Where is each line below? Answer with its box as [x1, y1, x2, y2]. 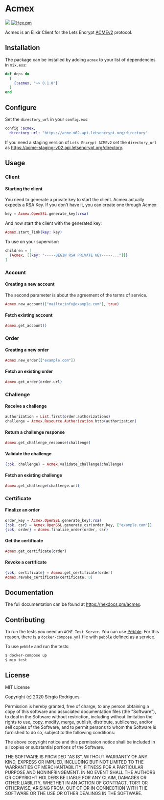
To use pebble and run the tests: [5, 644, 70, 650]
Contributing [5, 616, 45, 624]
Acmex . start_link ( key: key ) [5, 230, 63, 235]
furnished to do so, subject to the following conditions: [5, 729, 115, 735]
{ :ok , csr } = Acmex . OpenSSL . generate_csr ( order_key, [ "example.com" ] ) [5, 522, 152, 528]
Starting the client [5, 185, 43, 192]
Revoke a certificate [5, 559, 47, 565]
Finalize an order [5, 507, 40, 513]
